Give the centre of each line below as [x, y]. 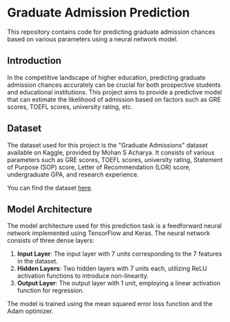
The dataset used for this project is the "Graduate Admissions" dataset [107, 145]
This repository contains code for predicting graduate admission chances [111, 32]
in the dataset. [38, 261]
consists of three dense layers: [51, 241]
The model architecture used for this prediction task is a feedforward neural [115, 226]
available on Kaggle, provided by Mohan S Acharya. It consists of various [111, 152]
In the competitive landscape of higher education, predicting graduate [106, 77]
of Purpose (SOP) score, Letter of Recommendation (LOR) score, [99, 167]
